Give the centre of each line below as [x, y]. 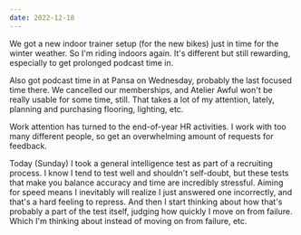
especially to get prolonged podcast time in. [92, 62]
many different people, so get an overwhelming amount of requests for [141, 136]
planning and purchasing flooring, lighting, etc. [97, 108]
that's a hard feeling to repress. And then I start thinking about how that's [146, 202]
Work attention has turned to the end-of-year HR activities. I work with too [148, 127]
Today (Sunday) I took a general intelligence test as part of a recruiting [141, 163]
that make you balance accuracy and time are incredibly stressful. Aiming [146, 183]
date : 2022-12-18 [42, 18]
